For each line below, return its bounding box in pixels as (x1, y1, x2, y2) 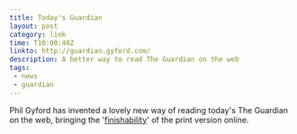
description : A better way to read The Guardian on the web (9, 55, 240, 64)
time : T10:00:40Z (9, 38, 75, 48)
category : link (9, 30, 67, 39)
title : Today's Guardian (9, 13, 103, 22)
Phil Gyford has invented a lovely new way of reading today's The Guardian (9, 104, 289, 115)
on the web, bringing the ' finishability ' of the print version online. (9, 114, 249, 125)
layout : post (9, 22, 58, 31)
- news (13, 72, 39, 81)
